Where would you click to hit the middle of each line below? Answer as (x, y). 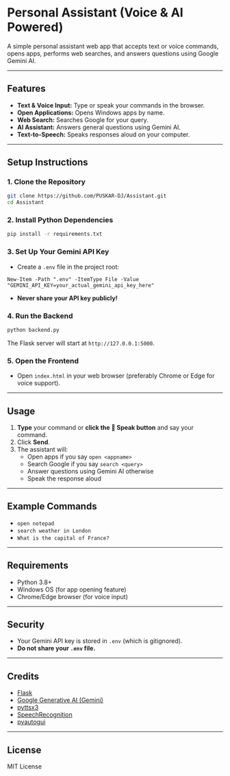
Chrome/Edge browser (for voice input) (73, 596)
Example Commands (52, 506)
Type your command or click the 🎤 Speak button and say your (105, 427)
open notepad (36, 523)
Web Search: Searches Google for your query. (82, 120)
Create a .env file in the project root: (68, 267)
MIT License (25, 766)
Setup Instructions (48, 162)
